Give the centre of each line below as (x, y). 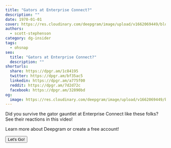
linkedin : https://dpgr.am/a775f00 (48, 81)
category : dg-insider (28, 39)
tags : (11, 43)
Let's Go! (16, 140)
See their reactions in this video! (39, 119)
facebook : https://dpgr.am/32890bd (48, 90)
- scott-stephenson (31, 33)
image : (17, 99)
